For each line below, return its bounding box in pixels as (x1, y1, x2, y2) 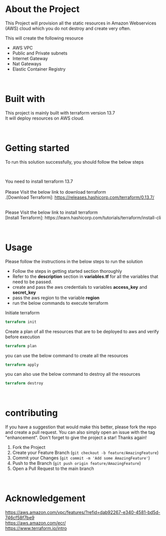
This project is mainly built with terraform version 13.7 (5, 110, 116, 116)
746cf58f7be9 (5, 514, 35, 521)
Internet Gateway (12, 55, 48, 61)
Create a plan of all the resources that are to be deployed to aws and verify (5, 328, 160, 334)
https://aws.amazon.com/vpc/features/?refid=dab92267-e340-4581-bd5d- (5, 509, 161, 515)
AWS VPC (12, 45, 33, 51)
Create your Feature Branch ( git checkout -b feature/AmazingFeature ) (12, 449, 159, 456)
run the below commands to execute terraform (12, 300, 109, 306)
